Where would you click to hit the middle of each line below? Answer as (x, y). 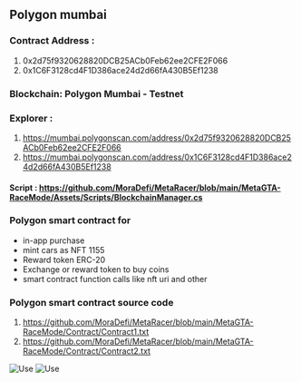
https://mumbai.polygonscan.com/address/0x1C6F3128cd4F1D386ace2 (157, 157)
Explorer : (31, 118)
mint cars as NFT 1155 (63, 250)
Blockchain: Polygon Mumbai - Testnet (97, 93)
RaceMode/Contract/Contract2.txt (87, 351)
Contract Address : (52, 41)
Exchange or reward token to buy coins (96, 269)
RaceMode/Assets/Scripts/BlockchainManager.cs (106, 197)
